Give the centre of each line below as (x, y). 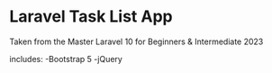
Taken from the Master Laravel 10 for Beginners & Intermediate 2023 (136, 41)
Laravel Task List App (91, 17)
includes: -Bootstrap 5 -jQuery (66, 59)
